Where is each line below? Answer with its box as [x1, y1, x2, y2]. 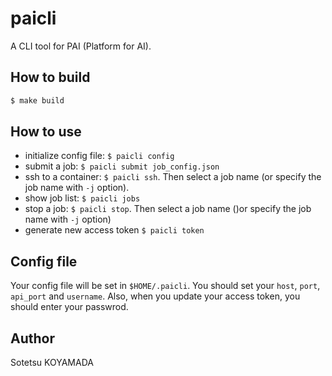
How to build [10, 69, 91, 86]
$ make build [10, 95, 65, 106]
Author [10, 330, 55, 347]
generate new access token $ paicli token [24, 224, 205, 236]
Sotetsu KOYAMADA [10, 357, 94, 369]
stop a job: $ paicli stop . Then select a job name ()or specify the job [24, 203, 312, 215]
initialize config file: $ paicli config [24, 150, 175, 162]
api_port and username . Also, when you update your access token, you [10, 290, 301, 302]
